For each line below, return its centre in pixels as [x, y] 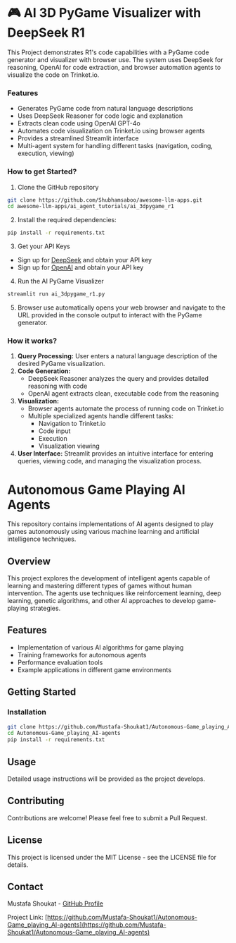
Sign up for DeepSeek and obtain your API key [85, 260]
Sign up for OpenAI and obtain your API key [80, 267]
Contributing [36, 801]
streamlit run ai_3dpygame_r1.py [56, 294]
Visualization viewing [69, 446]
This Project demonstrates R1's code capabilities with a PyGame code [108, 52]
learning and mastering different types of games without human [99, 586]
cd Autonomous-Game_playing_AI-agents [64, 734]
